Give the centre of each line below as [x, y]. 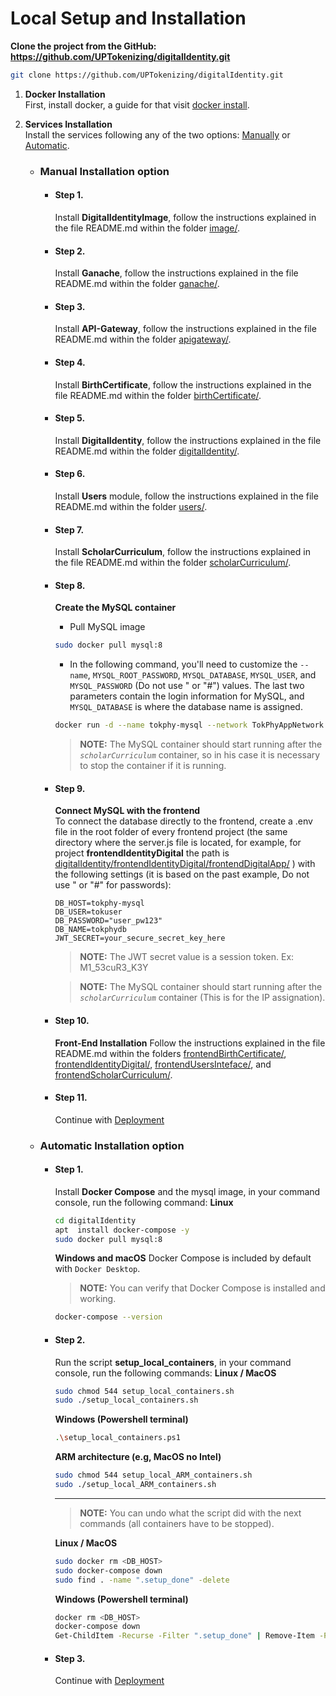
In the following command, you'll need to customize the [183, 664]
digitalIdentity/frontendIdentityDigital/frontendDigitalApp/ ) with [185, 864]
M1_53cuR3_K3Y [114, 968]
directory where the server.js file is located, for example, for [178, 843]
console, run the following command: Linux [144, 1202]
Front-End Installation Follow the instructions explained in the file [190, 1043]
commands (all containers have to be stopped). [177, 1523]
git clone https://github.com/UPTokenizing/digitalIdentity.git [147, 75]
